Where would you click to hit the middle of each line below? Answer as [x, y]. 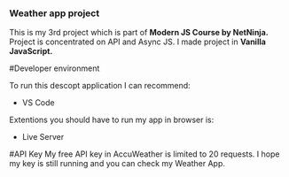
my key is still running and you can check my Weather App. [117, 164]
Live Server [43, 137]
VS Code [38, 103]
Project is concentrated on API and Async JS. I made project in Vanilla [137, 42]
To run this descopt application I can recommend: [100, 86]
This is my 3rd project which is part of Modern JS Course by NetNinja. [139, 33]
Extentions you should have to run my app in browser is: [112, 120]
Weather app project [55, 13]
